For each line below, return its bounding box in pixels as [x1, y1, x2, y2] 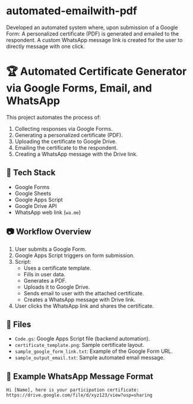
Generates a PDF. [23, 277, 67, 284]
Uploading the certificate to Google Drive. [14, 138, 117, 145]
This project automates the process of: [6, 113, 101, 121]
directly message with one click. [6, 43, 85, 50]
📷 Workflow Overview [6, 227, 91, 237]
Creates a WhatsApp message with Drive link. [23, 296, 136, 303]
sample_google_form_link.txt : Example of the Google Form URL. [14, 348, 173, 355]
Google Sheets [14, 190, 52, 197]
